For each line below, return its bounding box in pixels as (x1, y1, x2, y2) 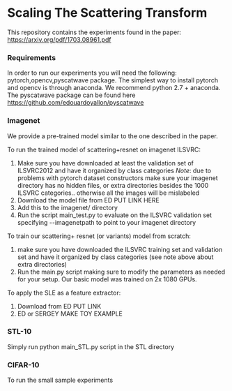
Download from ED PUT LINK (17, 302, 102, 310)
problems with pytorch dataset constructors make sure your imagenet (17, 173, 218, 182)
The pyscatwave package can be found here (7, 91, 136, 99)
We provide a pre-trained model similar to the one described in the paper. (7, 131, 218, 140)
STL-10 (7, 327, 32, 337)
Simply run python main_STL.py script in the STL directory (7, 342, 175, 351)
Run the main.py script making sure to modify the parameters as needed (17, 267, 226, 276)
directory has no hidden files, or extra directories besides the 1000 (17, 181, 209, 189)
